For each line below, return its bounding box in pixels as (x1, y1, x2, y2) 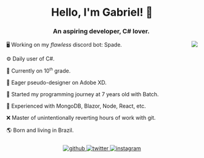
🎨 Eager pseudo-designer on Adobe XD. (6, 79, 107, 87)
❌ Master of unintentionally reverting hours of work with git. (6, 114, 156, 122)
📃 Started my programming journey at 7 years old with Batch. (6, 91, 159, 98)
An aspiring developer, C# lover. (52, 27, 150, 36)
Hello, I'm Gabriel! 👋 (51, 5, 153, 19)
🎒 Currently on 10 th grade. (6, 67, 71, 74)
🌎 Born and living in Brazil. (6, 127, 74, 134)
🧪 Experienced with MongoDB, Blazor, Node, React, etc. (6, 102, 146, 110)
